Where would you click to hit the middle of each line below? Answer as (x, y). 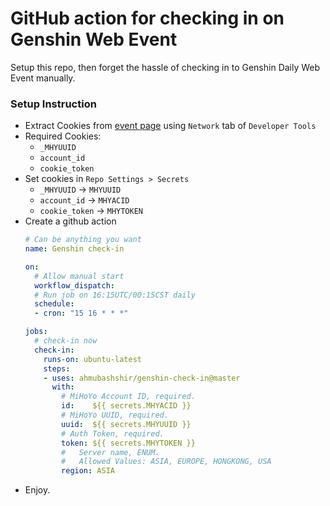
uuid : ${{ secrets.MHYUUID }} (126, 424)
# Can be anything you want (83, 240)
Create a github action (70, 221)
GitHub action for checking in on (147, 18)
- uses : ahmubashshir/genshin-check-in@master (142, 378)
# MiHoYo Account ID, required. (128, 397)
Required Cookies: (63, 136)
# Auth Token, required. (113, 433)
